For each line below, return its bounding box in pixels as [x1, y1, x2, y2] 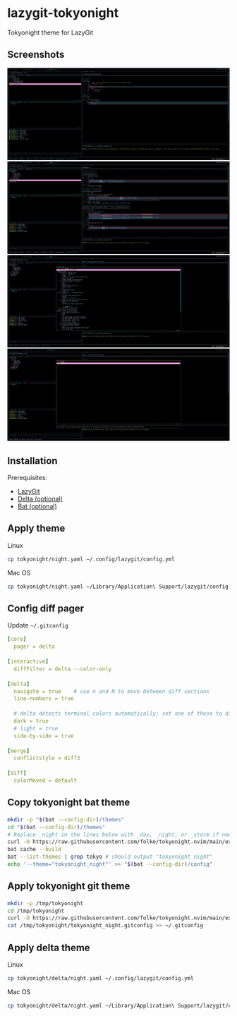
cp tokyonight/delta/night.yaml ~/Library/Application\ [7, 1002, 175, 1009]
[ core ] [7, 636, 27, 643]
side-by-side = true [13, 732, 74, 740]
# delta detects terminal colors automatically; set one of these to [13, 710, 222, 717]
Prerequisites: [7, 474, 48, 482]
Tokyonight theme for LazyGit [7, 28, 94, 37]
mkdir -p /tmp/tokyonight [7, 900, 83, 907]
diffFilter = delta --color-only [13, 665, 112, 673]
